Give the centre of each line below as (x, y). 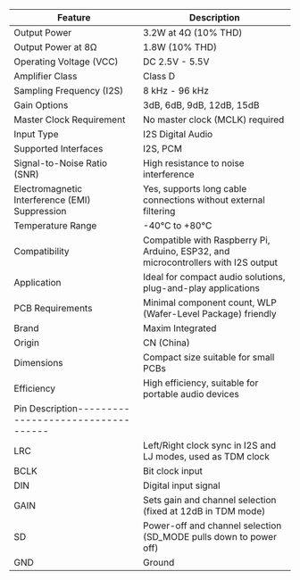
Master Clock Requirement (70, 120)
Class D (159, 76)
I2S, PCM (162, 149)
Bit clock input (173, 471)
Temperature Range (55, 225)
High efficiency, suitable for (200, 383)
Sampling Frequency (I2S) (69, 91)
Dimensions (39, 363)
